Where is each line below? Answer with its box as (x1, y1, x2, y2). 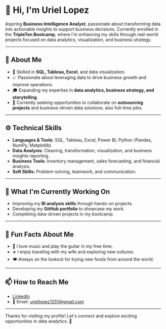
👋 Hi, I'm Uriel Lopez (5, 4, 89, 16)
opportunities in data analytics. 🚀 (5, 318, 72, 324)
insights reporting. (12, 153, 50, 159)
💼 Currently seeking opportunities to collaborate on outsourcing (12, 99, 143, 106)
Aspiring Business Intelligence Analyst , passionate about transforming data (5, 21, 161, 27)
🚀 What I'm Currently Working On (5, 187, 110, 196)
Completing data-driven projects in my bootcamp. (12, 211, 114, 217)
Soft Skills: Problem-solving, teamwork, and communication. (12, 168, 137, 174)
